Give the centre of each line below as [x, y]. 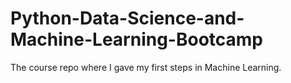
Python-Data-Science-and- [127, 18]
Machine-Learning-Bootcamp [136, 39]
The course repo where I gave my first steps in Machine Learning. [146, 67]
